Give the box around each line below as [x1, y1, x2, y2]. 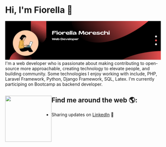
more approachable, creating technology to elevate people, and [20, 65, 150, 71]
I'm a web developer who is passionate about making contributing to [5, 60, 145, 66]
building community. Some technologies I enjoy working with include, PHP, [5, 71, 157, 77]
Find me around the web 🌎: [51, 96, 138, 105]
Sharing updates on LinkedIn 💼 [51, 112, 114, 118]
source [5, 65, 20, 71]
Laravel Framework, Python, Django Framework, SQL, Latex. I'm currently [5, 76, 155, 82]
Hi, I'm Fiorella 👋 [5, 4, 73, 16]
